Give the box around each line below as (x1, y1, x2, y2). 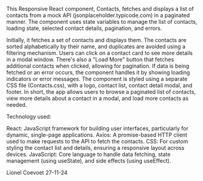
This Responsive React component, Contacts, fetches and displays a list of (6, 5, 194, 12)
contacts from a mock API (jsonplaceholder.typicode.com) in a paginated (6, 12, 190, 19)
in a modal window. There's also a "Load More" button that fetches (6, 56, 174, 63)
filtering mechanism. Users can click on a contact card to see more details (6, 49, 193, 57)
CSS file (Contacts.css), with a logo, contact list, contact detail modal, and (6, 82, 193, 89)
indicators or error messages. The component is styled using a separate (6, 76, 188, 82)
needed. (6, 101, 27, 108)
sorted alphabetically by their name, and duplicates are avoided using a (6, 43, 186, 50)
